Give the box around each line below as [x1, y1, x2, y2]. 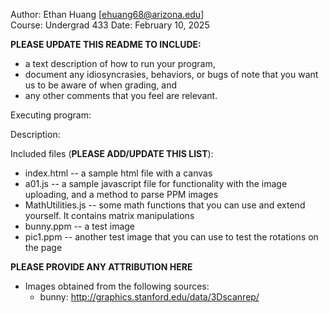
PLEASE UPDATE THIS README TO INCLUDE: [10, 39, 202, 50]
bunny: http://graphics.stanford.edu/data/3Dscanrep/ [39, 291, 260, 303]
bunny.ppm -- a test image [24, 220, 136, 232]
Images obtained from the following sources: [24, 280, 210, 292]
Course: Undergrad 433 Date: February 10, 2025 [10, 19, 210, 31]
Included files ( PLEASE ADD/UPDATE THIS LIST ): [10, 148, 214, 159]
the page [24, 242, 63, 253]
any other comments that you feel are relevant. [24, 90, 218, 101]
